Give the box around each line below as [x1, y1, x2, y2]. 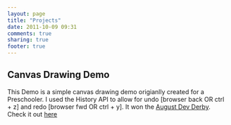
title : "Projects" [7, 17, 61, 24]
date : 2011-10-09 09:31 [7, 23, 77, 30]
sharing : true [7, 37, 49, 44]
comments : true [7, 29, 52, 37]
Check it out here [7, 110, 58, 118]
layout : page [7, 10, 46, 18]
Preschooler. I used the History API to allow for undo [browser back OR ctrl [7, 95, 225, 103]
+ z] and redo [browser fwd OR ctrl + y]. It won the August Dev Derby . [7, 103, 211, 111]
